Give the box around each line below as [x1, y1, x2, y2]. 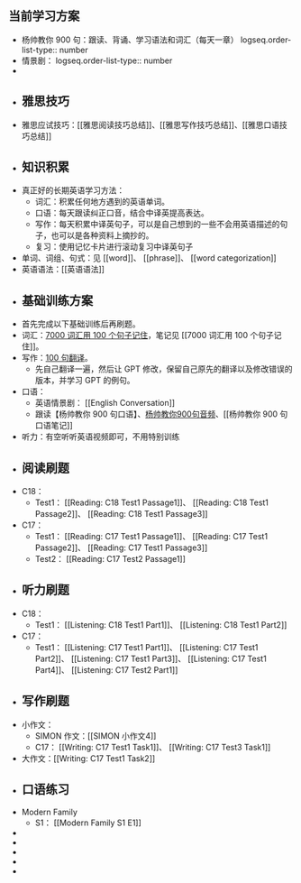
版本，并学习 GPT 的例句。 [34, 375, 135, 386]
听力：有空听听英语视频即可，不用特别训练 [21, 431, 180, 442]
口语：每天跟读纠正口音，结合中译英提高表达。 [34, 207, 209, 218]
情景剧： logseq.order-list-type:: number [21, 55, 173, 66]
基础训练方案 [21, 292, 94, 308]
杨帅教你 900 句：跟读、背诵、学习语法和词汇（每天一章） [21, 34, 240, 45]
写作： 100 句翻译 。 [21, 353, 94, 363]
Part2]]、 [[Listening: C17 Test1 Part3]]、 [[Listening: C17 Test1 [34, 653, 267, 664]
